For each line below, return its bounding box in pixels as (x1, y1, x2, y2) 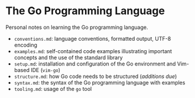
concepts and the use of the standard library (14, 54, 123, 61)
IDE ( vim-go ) (31, 66, 60, 73)
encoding (14, 41, 38, 48)
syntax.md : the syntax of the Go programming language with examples (14, 79, 186, 86)
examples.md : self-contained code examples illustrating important (14, 47, 173, 54)
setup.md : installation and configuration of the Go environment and (14, 60, 176, 67)
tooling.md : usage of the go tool (14, 85, 92, 92)
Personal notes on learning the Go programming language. (5, 24, 148, 31)
